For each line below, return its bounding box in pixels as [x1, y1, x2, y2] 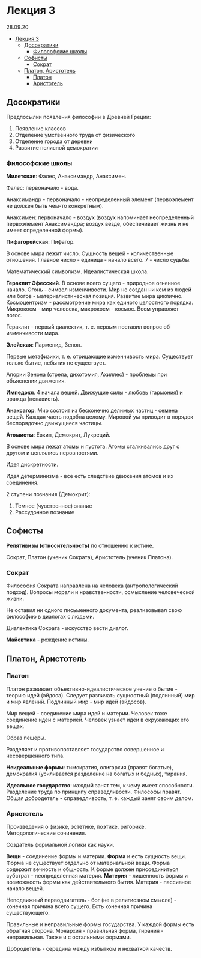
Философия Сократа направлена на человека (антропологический [6, 582, 178, 589]
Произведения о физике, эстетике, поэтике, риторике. [6, 823, 146, 831]
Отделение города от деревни [14, 138, 93, 145]
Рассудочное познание [14, 509, 75, 516]
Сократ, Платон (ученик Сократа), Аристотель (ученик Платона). [6, 553, 173, 560]
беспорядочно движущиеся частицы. [6, 420, 103, 427]
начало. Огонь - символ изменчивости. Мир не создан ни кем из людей [6, 286, 192, 293]
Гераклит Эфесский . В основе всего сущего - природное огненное [6, 280, 181, 287]
